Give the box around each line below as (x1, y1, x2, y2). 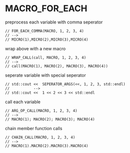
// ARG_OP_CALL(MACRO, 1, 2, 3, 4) (5, 108, 78, 113)
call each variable (5, 99, 41, 105)
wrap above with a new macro (5, 45, 66, 51)
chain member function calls (5, 125, 63, 131)
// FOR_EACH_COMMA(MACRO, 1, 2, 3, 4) (5, 28, 84, 33)
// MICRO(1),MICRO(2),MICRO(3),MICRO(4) (5, 37, 89, 42)
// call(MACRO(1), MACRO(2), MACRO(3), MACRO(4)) (5, 64, 108, 68)
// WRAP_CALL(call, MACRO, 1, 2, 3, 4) (5, 55, 87, 60)
